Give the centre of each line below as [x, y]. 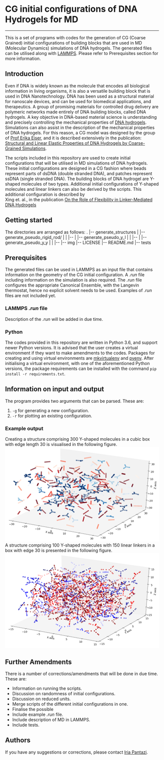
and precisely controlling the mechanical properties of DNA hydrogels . [76, 122]
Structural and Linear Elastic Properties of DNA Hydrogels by [66, 143]
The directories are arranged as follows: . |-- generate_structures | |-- [75, 232]
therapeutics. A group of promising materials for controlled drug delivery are [82, 106]
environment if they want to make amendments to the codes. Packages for [80, 353]
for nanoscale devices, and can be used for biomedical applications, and [78, 101]
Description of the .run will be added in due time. [54, 319]
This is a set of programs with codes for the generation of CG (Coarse [75, 37]
